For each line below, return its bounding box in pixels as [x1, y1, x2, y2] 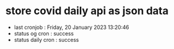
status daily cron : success [14, 36, 79, 43]
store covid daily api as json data [5, 4, 169, 18]
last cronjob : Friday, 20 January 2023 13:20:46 [14, 24, 129, 31]
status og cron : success [14, 30, 74, 37]
